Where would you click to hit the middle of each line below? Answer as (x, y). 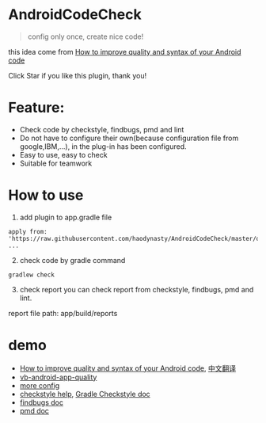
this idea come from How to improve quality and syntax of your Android (125, 51)
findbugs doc (41, 402)
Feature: (36, 108)
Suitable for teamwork (56, 163)
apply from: (28, 231)
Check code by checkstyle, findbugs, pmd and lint (102, 129)
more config (40, 385)
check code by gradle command (72, 260)
